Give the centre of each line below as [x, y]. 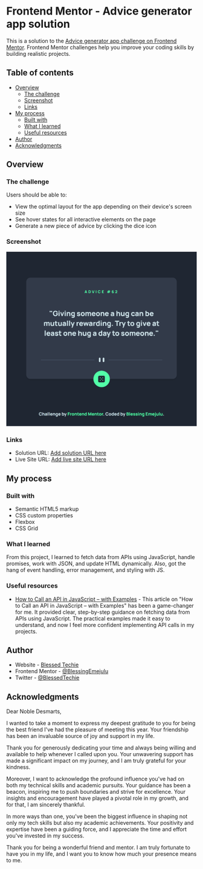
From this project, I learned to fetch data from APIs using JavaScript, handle [101, 557]
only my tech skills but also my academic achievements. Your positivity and [100, 823]
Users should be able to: [37, 195]
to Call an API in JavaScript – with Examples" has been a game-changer [105, 605]
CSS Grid [26, 528]
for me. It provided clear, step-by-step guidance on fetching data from [102, 612]
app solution [38, 24]
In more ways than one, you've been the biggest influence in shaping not [97, 816]
